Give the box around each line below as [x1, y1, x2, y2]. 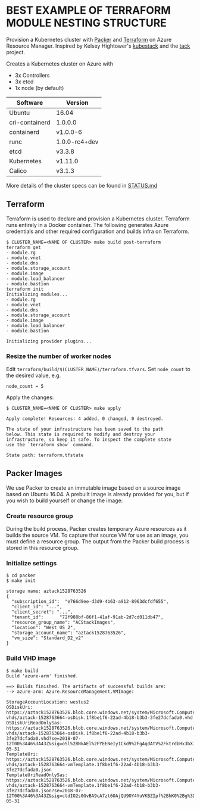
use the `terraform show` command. [6, 442, 95, 448]
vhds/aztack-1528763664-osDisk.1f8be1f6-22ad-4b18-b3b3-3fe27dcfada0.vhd [6, 714, 193, 721]
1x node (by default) [14, 84, 64, 91]
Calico [9, 166, 27, 175]
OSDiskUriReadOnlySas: [6, 720, 62, 726]
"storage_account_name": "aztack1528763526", [11, 630, 127, 636]
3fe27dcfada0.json [6, 767, 52, 773]
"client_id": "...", [11, 604, 62, 610]
